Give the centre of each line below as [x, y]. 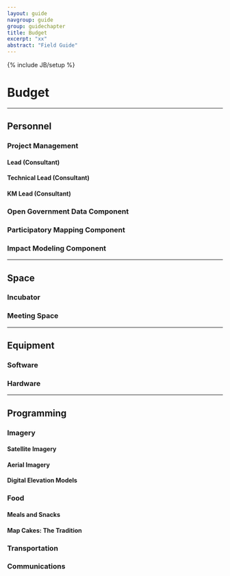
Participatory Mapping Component [66, 229]
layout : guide [27, 13]
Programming [37, 413]
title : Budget [27, 33]
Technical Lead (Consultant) [49, 178]
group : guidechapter [37, 26]
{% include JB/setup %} [41, 65]
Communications [36, 566]
